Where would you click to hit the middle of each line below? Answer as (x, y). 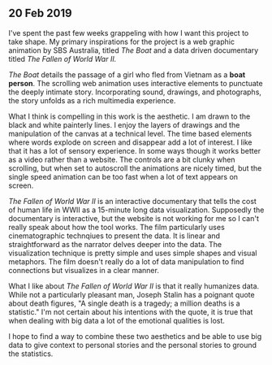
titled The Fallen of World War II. (63, 59)
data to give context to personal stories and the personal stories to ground (133, 345)
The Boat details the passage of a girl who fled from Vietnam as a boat (127, 74)
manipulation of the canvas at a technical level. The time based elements (130, 133)
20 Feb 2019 (40, 13)
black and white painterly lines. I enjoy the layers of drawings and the (124, 124)
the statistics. (31, 354)
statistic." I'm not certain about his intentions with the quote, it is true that (131, 311)
